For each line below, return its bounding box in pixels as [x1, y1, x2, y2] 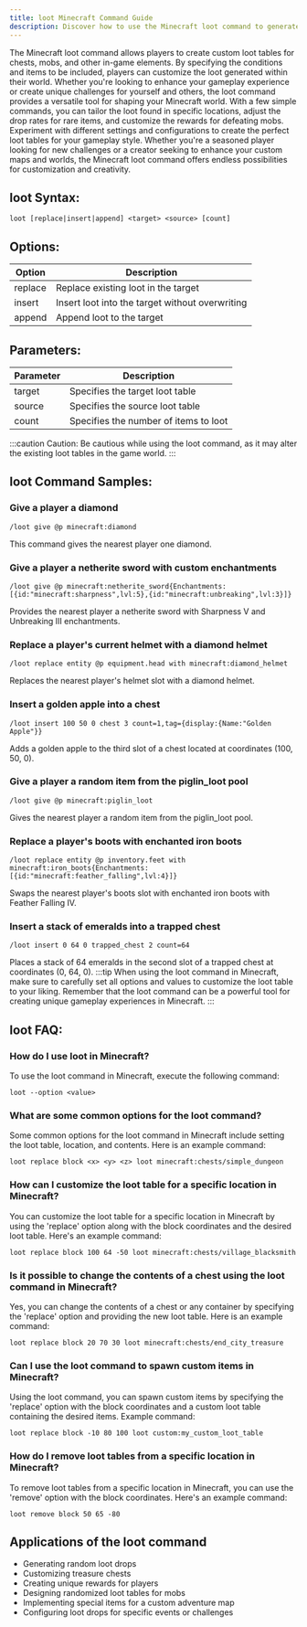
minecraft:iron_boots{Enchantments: [9, 864, 149, 873]
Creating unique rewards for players [22, 1578, 159, 1589]
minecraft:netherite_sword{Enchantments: [67, 581, 227, 590]
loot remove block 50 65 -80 [9, 1509, 121, 1518]
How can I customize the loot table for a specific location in [9, 1178, 277, 1191]
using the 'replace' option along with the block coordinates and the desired [9, 1220, 292, 1231]
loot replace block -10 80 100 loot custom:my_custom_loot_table [9, 1429, 263, 1438]
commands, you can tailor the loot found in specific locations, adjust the [9, 105, 281, 116]
